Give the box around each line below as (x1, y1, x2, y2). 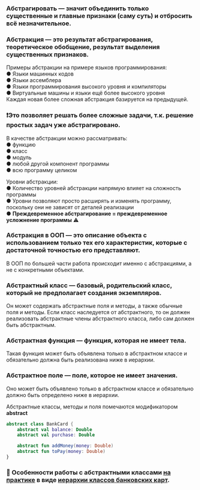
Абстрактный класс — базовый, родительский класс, (6, 281, 172, 289)
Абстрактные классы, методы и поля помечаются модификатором (6, 403, 178, 410)
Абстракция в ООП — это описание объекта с (6, 231, 147, 239)
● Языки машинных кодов (6, 70, 74, 77)
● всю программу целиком (6, 166, 77, 173)
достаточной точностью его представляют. (6, 246, 141, 254)
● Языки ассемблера (6, 77, 62, 84)
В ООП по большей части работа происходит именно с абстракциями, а (6, 260, 192, 267)
